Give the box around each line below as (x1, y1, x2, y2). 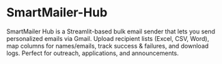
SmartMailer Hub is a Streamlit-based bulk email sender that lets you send (6, 27, 216, 35)
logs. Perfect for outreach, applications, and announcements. (6, 49, 179, 57)
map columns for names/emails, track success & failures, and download (6, 42, 209, 50)
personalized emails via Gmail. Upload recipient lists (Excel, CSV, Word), (6, 34, 210, 42)
